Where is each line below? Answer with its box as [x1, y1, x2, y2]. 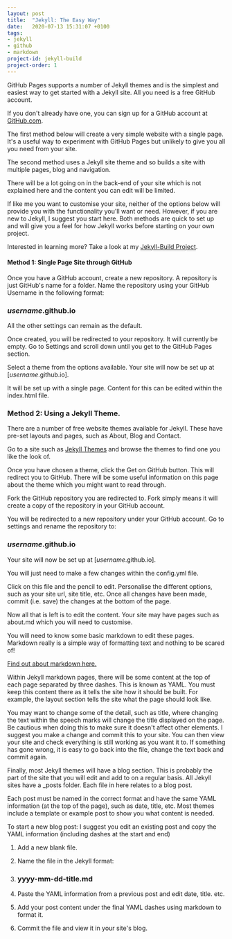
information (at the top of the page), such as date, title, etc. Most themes [7, 802, 215, 810]
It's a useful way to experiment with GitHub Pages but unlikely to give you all [7, 137, 226, 146]
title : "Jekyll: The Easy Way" [7, 17, 100, 24]
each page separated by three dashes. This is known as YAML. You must [7, 680, 215, 689]
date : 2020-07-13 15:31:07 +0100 [7, 23, 110, 30]
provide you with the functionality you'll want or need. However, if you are [7, 207, 218, 215]
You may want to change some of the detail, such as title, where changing [7, 708, 218, 716]
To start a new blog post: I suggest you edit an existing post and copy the [7, 822, 217, 831]
